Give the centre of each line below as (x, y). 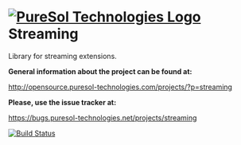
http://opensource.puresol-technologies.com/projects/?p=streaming (120, 87)
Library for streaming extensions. (62, 56)
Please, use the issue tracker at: (62, 102)
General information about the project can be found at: (100, 71)
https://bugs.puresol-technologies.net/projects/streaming (103, 118)
